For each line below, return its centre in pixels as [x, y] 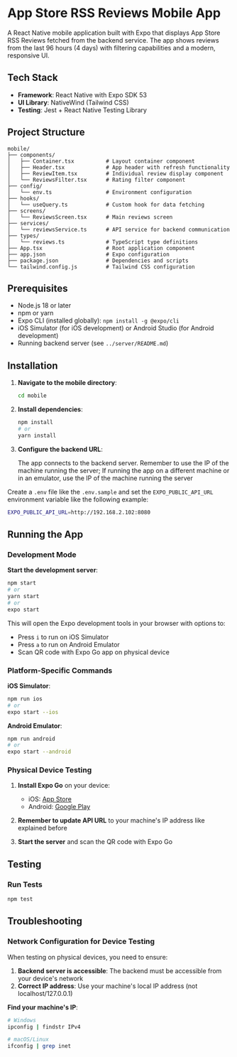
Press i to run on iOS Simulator [63, 636]
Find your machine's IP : [43, 1007]
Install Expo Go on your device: [64, 786]
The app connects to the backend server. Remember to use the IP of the [123, 462]
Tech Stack [33, 78]
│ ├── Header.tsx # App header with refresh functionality [119, 167]
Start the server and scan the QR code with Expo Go [95, 842]
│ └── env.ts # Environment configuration [100, 192]
